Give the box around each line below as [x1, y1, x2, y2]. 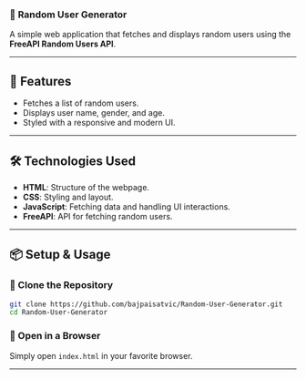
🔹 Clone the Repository [9, 279, 114, 292]
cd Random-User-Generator [9, 308, 107, 317]
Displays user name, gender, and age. [22, 108, 166, 118]
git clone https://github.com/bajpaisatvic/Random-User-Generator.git [9, 300, 283, 309]
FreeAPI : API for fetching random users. [22, 210, 173, 221]
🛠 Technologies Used [9, 153, 137, 169]
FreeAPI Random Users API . [9, 38, 117, 49]
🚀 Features [9, 73, 72, 89]
